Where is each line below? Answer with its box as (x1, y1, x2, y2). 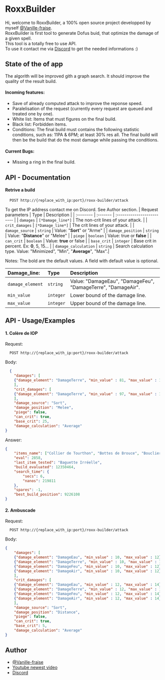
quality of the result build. (5, 78, 57, 84)
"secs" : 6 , (23, 474, 45, 479)
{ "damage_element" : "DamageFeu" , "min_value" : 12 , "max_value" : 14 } (14, 592, 162, 597)
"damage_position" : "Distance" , (14, 610, 80, 615)
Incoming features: (5, 89, 45, 95)
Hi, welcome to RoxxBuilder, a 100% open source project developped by (5, 20, 151, 26)
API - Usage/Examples (5, 317, 75, 325)
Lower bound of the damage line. (70, 292, 146, 299)
